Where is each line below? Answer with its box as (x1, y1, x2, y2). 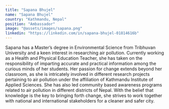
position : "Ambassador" (5, 21, 56, 27)
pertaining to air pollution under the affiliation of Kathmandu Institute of (5, 76, 153, 82)
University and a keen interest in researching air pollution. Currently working (5, 50, 164, 56)
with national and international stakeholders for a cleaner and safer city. (5, 98, 155, 103)
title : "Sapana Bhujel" (5, 7, 56, 13)
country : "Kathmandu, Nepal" (5, 17, 67, 22)
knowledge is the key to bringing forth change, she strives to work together (5, 92, 162, 98)
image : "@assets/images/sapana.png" (5, 26, 82, 31)
